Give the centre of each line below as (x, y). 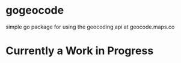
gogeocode (35, 10)
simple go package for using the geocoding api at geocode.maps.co (90, 27)
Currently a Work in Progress (80, 51)
